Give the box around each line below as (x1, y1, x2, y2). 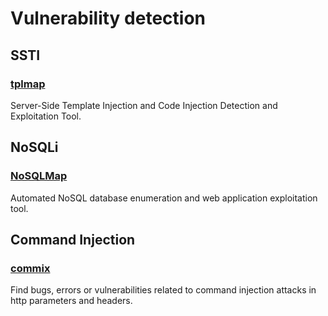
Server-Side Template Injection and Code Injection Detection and (10, 99, 278, 111)
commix (10, 261, 51, 275)
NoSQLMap (10, 169, 68, 183)
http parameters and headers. (10, 295, 133, 307)
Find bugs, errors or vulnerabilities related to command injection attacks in (10, 284, 317, 296)
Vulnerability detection (10, 7, 206, 30)
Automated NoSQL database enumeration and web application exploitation (10, 192, 318, 204)
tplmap (10, 77, 46, 91)
